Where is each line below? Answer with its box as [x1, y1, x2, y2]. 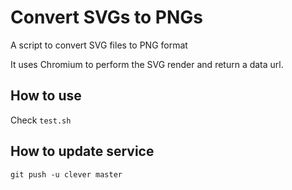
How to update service [10, 143, 155, 160]
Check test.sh [10, 114, 72, 126]
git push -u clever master [10, 169, 123, 180]
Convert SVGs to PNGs [10, 6, 204, 29]
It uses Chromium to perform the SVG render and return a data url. [10, 58, 284, 70]
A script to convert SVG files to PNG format [10, 39, 188, 51]
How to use [10, 87, 82, 105]
